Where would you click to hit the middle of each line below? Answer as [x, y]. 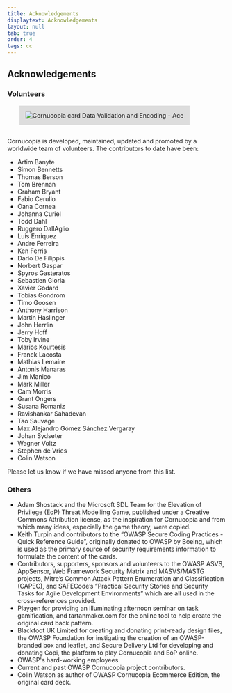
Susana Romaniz [41, 406]
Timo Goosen [36, 302]
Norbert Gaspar [40, 265]
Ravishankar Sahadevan [52, 413]
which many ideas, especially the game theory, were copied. [104, 527]
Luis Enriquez [37, 236]
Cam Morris [34, 391]
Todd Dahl [32, 221]
